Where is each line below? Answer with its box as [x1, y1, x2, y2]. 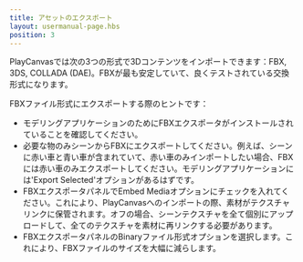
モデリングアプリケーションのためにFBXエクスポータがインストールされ [22, 117, 294, 128]
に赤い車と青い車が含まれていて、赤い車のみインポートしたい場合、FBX [22, 152, 294, 163]
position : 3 [9, 30, 55, 39]
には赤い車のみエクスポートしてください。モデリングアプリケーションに [22, 163, 295, 174]
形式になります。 [9, 79, 73, 90]
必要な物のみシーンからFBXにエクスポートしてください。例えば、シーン [22, 140, 294, 151]
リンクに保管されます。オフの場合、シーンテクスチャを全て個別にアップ [22, 208, 294, 219]
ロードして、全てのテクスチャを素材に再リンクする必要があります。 [22, 220, 277, 231]
